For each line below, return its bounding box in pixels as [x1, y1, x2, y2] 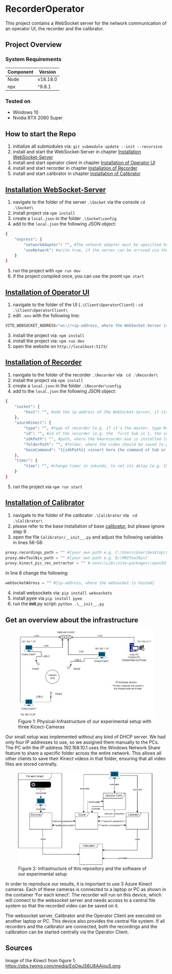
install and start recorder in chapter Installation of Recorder [12, 165, 138, 171]
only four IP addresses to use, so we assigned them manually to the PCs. [5, 739, 159, 745]
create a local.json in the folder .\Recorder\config [12, 383, 121, 389]
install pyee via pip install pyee [12, 595, 82, 602]
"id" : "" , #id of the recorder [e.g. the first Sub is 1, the [24, 431, 161, 436]
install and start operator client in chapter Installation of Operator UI [12, 160, 156, 166]
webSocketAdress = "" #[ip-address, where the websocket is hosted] [5, 581, 155, 586]
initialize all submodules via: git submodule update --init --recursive [12, 143, 163, 149]
